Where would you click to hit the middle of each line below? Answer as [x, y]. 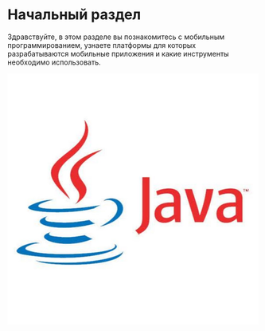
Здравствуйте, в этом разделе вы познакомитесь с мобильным [116, 37]
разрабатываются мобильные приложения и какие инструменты [118, 53]
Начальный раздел [74, 15]
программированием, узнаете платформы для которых [102, 45]
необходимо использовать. [54, 62]
